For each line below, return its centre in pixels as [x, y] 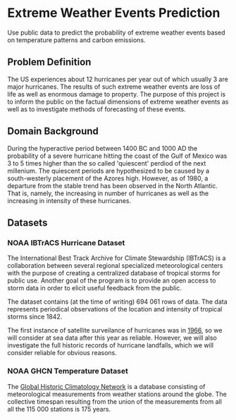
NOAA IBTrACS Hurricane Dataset [66, 242]
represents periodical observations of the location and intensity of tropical [115, 309]
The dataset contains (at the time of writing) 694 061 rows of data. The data [117, 302]
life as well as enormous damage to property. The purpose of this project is [117, 94]
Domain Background [53, 131]
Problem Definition [49, 62]
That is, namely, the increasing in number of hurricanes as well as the [108, 193]
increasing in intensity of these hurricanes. [69, 200]
